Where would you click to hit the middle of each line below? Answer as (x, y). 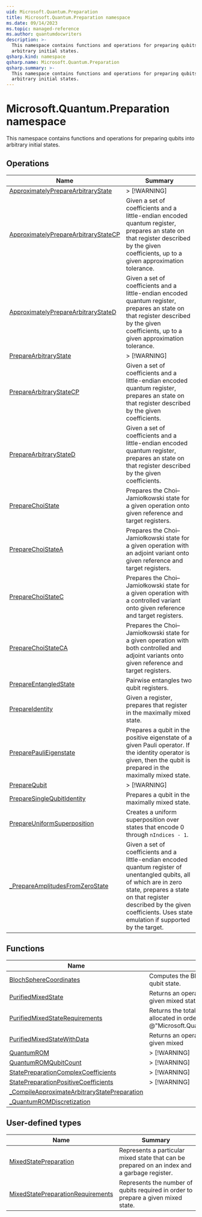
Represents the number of (156, 1183)
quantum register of (154, 867)
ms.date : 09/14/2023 (32, 23)
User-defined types (44, 1123)
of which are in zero (154, 882)
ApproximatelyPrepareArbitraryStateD (63, 312)
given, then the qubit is (158, 760)
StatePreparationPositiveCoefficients (61, 1082)
